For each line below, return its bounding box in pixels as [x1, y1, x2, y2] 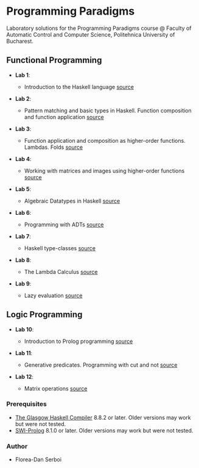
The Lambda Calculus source [24, 268, 99, 275]
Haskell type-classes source [24, 244, 96, 251]
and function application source [24, 113, 105, 120]
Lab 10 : [15, 325, 34, 333]
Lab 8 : [15, 256, 32, 264]
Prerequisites [6, 400, 47, 408]
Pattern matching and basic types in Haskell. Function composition [24, 107, 192, 114]
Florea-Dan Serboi [15, 456, 62, 463]
